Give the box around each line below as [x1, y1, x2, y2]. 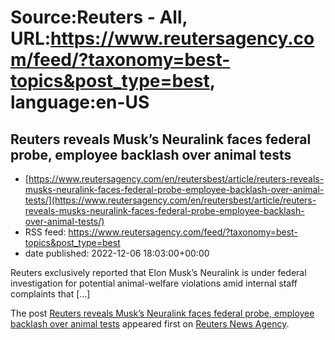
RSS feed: [24, 226, 67, 238]
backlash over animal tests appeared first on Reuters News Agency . [10, 318, 290, 330]
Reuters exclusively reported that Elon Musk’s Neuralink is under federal [10, 267, 307, 278]
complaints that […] [10, 288, 91, 300]
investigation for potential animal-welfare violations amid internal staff [10, 277, 298, 289]
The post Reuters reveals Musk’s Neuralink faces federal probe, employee [10, 307, 315, 319]
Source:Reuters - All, [10, 6, 188, 29]
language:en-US [10, 91, 150, 114]
